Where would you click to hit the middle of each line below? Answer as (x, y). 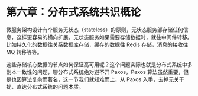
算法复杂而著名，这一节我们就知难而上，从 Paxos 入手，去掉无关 (100, 79)
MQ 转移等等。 (24, 52)
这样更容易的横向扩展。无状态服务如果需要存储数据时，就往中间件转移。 (104, 37)
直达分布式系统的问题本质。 (50, 87)
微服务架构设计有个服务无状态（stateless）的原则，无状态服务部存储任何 (95, 30)
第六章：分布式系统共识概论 (74, 12)
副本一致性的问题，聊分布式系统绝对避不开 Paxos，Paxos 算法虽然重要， (95, 72)
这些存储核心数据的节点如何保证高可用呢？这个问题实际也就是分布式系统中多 (99, 64)
